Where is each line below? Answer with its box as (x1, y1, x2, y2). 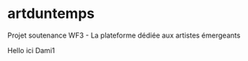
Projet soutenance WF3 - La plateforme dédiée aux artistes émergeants (7, 30, 241, 40)
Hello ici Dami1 (7, 45, 55, 55)
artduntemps (7, 5, 96, 23)
